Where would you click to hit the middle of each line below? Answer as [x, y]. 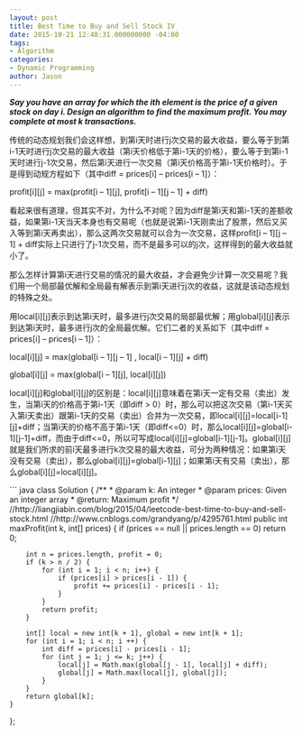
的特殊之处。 [33, 297]
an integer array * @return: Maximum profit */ [94, 499]
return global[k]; [60, 696]
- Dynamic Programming [52, 69]
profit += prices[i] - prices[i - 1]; [146, 586]
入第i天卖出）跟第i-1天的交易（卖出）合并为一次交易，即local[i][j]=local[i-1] [149, 415]
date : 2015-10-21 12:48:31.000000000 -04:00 [94, 34]
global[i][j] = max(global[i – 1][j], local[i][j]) [88, 374]
